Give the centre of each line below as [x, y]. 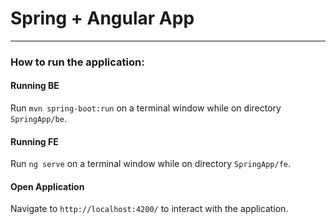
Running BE [35, 86]
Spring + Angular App [102, 18]
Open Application [47, 186]
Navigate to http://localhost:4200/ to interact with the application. [149, 209]
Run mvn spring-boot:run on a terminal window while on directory [146, 108]
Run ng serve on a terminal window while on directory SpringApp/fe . [151, 164]
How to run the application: [77, 62]
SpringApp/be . [38, 119]
